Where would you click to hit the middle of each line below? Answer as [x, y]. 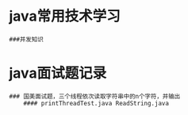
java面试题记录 [58, 73]
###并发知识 [27, 39]
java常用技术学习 [65, 16]
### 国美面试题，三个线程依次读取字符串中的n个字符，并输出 [95, 96]
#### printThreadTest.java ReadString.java [96, 103]
